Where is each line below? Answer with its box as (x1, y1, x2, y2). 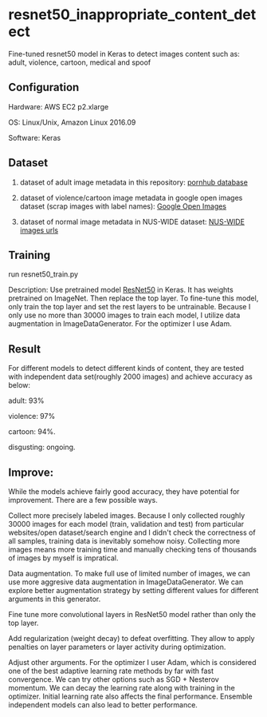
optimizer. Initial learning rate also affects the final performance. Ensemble (8, 691, 253, 701)
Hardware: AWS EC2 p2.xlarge (8, 102, 109, 111)
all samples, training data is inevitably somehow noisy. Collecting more (8, 536, 241, 545)
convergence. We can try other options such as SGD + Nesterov (8, 675, 219, 684)
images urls (19, 225, 58, 235)
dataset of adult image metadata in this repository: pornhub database (19, 177, 249, 187)
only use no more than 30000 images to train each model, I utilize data (8, 310, 241, 321)
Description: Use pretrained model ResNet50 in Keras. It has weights (8, 285, 234, 295)
